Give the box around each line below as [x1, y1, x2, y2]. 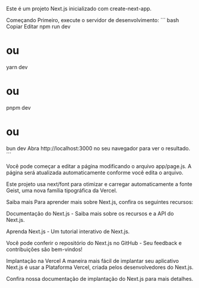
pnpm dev [6, 104, 31, 111]
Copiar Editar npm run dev [6, 23, 71, 30]
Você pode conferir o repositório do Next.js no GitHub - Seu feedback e [6, 239, 182, 246]
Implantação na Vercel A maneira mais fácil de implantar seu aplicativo [6, 257, 179, 264]
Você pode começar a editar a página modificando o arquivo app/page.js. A [6, 162, 192, 169]
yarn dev [6, 63, 28, 70]
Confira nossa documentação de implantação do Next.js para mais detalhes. [6, 275, 194, 282]
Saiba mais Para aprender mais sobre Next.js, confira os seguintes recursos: [6, 198, 194, 205]
